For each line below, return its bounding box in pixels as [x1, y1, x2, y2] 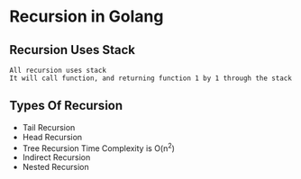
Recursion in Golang [9, 6, 164, 27]
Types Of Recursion [9, 98, 123, 113]
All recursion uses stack [9, 66, 106, 75]
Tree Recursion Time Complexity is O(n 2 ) [22, 141, 176, 154]
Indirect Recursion [22, 152, 91, 163]
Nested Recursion [22, 162, 89, 173]
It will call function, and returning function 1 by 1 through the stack [9, 74, 293, 83]
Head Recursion [22, 131, 83, 142]
